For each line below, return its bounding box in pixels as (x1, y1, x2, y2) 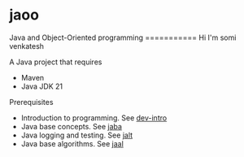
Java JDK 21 (20, 81, 63, 91)
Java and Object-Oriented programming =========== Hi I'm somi (9, 33, 237, 42)
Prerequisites (9, 97, 54, 107)
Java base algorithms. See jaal (20, 138, 124, 148)
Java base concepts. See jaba (20, 121, 123, 131)
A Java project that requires (9, 57, 102, 67)
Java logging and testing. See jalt (20, 130, 133, 140)
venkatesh (9, 41, 44, 50)
